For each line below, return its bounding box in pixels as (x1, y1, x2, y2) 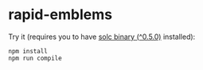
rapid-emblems (8, 6, 113, 24)
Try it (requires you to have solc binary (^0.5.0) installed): (8, 32, 196, 41)
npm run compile (8, 54, 62, 62)
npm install (8, 47, 48, 55)
